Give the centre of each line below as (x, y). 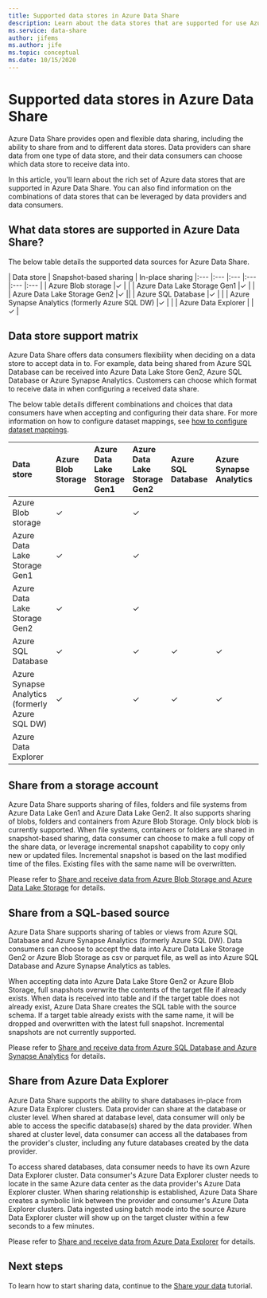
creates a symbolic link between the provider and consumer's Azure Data (128, 1200)
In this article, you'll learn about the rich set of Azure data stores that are (127, 179)
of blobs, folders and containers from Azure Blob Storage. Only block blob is (133, 821)
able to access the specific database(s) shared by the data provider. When (130, 1126)
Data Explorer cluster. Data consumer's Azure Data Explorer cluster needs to (133, 1175)
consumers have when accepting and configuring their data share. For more (133, 413)
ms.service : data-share (48, 30)
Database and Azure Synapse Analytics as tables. (89, 966)
